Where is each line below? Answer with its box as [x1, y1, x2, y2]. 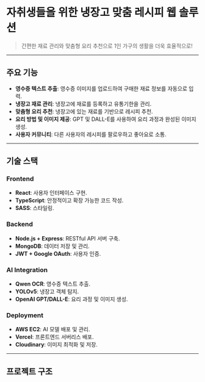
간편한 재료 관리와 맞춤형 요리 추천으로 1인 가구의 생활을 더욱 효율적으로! [21, 42, 193, 49]
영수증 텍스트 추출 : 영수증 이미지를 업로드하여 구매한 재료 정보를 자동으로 [15, 85, 188, 92]
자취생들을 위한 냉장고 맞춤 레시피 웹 [6, 5, 177, 20]
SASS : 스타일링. [15, 204, 54, 212]
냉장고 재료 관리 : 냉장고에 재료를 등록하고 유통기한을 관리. [15, 100, 152, 107]
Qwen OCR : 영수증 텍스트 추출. [15, 280, 91, 287]
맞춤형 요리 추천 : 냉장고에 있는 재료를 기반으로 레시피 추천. [15, 107, 154, 115]
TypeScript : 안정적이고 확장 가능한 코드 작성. [15, 196, 124, 204]
